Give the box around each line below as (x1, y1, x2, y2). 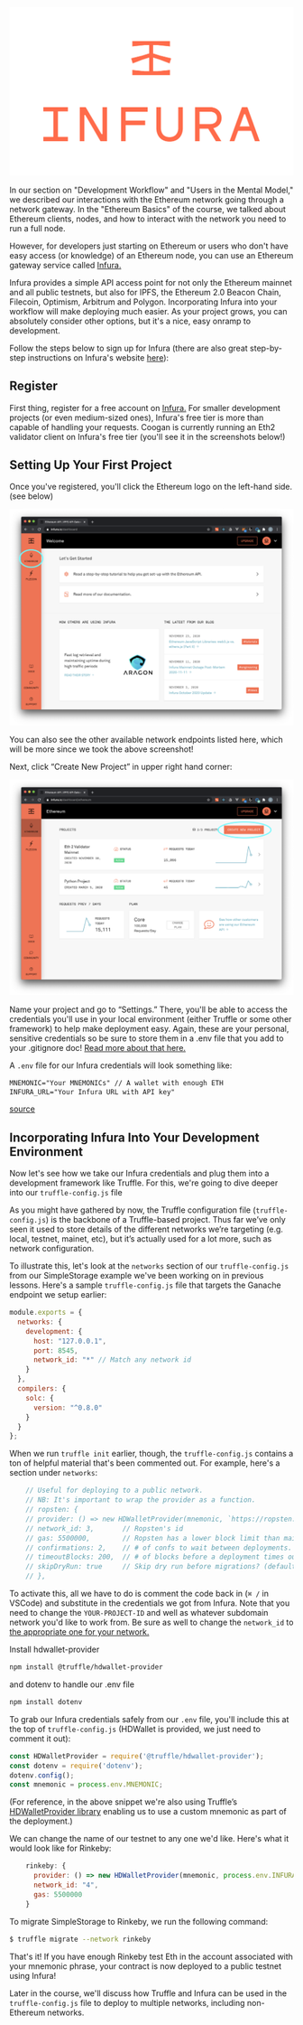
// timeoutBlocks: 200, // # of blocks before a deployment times (25, 1552, 284, 1561)
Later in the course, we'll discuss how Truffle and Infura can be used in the (9, 1987, 287, 1999)
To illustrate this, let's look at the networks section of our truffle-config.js (9, 1261, 289, 1271)
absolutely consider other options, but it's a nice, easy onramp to (9, 315, 251, 326)
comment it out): (9, 1733, 71, 1744)
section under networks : (9, 1467, 97, 1478)
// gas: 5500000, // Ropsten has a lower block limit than (25, 1533, 280, 1542)
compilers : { (17, 1384, 67, 1393)
